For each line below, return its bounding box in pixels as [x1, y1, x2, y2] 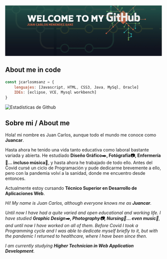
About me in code [5, 66, 61, 74]
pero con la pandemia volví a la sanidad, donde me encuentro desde [5, 170, 146, 176]
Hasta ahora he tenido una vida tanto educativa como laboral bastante [5, 147, 149, 153]
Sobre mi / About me [5, 119, 70, 127]
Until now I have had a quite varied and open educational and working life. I [5, 210, 161, 216]
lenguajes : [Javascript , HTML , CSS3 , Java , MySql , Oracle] [14, 85, 139, 90]
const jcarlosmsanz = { [5, 79, 55, 85]
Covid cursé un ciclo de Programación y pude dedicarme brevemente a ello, [5, 165, 162, 171]
